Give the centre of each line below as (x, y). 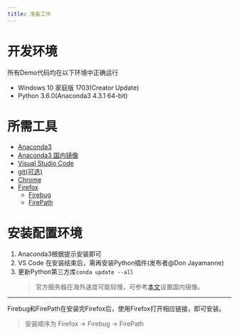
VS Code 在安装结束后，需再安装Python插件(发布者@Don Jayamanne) (121, 263)
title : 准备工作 (29, 14)
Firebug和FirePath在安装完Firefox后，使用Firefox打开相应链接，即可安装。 (116, 309)
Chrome (30, 179)
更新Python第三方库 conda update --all (75, 272)
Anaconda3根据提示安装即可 (59, 254)
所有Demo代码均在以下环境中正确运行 (63, 73)
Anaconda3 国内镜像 (48, 155)
